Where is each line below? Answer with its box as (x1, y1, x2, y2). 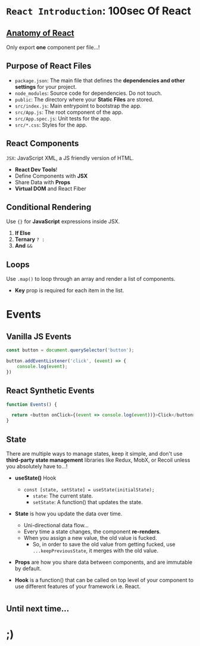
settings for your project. (14, 83, 77, 90)
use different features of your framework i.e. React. (14, 583, 141, 590)
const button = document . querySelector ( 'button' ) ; (6, 347, 135, 353)
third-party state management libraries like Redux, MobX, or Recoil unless (6, 456, 190, 463)
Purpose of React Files (6, 61, 92, 71)
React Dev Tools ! (14, 166, 58, 173)
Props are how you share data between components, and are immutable (14, 559, 192, 565)
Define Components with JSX (14, 172, 88, 180)
